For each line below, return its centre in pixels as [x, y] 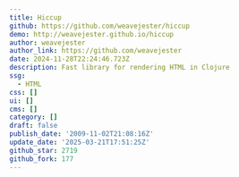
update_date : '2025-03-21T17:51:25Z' [80, 142]
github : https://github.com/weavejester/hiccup [100, 26]
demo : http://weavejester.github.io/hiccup [92, 34]
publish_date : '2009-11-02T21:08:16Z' [81, 134]
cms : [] [24, 109]
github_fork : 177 [42, 159]
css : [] [24, 92]
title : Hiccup [36, 17]
